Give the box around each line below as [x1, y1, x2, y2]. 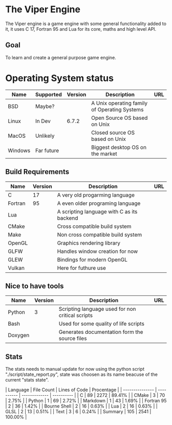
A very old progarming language [57, 191, 135, 198]
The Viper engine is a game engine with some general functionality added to [5, 20, 166, 27]
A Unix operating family [91, 99, 147, 107]
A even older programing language [57, 200, 141, 207]
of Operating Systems [91, 106, 144, 113]
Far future [35, 147, 59, 154]
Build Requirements [5, 167, 70, 176]
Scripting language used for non [58, 306, 137, 313]
